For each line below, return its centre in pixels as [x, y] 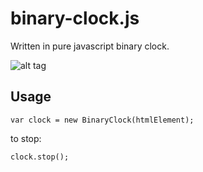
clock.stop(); [40, 157]
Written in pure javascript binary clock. [90, 46]
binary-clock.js [75, 18]
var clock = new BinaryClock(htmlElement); [102, 120]
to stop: [26, 138]
